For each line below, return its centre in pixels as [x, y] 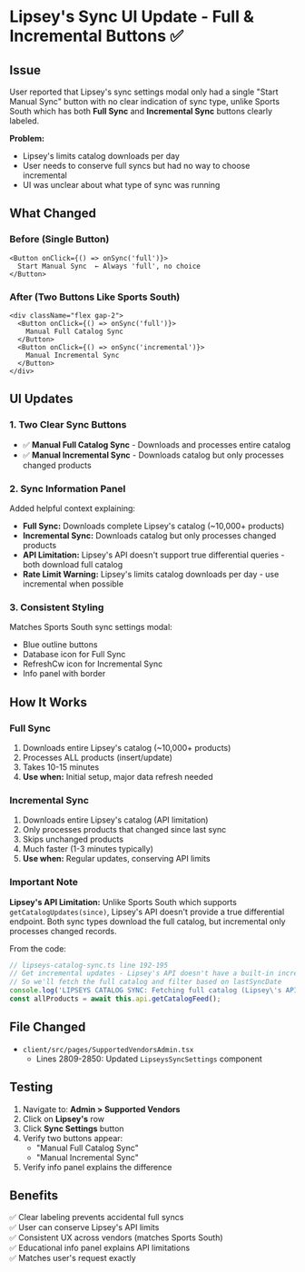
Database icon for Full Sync [74, 655]
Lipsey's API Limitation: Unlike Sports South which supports [123, 902]
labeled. [25, 121]
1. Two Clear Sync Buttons [68, 425]
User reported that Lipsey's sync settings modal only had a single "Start [144, 92]
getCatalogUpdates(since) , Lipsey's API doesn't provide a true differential [147, 912]
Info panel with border [64, 674]
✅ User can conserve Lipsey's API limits [84, 1228]
